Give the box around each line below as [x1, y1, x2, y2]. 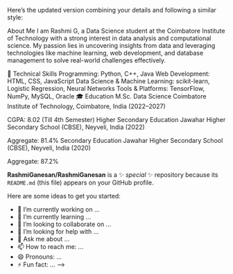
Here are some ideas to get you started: [7, 192, 121, 200]
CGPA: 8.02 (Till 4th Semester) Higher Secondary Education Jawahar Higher [7, 116, 226, 123]
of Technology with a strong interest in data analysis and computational [7, 34, 212, 42]
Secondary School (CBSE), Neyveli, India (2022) [7, 123, 146, 131]
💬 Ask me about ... [17, 235, 70, 243]
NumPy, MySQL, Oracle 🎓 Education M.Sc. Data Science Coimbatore [7, 92, 207, 100]
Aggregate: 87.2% [7, 157, 59, 165]
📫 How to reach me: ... [17, 243, 84, 250]
